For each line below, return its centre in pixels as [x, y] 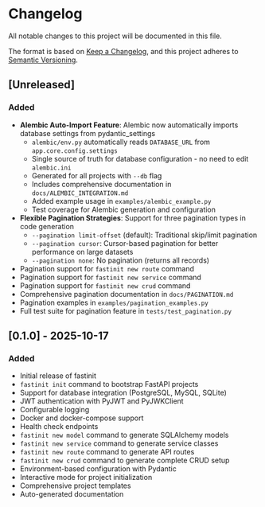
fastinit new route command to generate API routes [107, 452]
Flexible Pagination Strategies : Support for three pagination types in [133, 218]
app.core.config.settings [74, 151]
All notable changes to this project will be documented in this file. [115, 36]
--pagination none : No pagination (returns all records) [120, 260]
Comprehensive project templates [75, 486]
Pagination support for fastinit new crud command [105, 285]
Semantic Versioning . [43, 60]
